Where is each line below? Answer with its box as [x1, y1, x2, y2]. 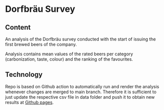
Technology [5, 71, 43, 79]
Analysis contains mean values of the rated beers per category [5, 51, 133, 57]
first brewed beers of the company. [5, 41, 77, 47]
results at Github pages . [5, 99, 54, 105]
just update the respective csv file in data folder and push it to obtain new [5, 94, 155, 100]
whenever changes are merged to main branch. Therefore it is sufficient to [5, 89, 157, 95]
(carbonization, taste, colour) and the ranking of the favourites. [5, 56, 133, 62]
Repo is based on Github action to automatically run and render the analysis [5, 83, 160, 89]
